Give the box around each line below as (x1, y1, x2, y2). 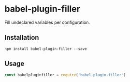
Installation (4, 33, 39, 42)
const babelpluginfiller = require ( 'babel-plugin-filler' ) (4, 72, 126, 77)
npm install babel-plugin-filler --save (4, 46, 87, 51)
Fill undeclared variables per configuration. (4, 19, 90, 25)
